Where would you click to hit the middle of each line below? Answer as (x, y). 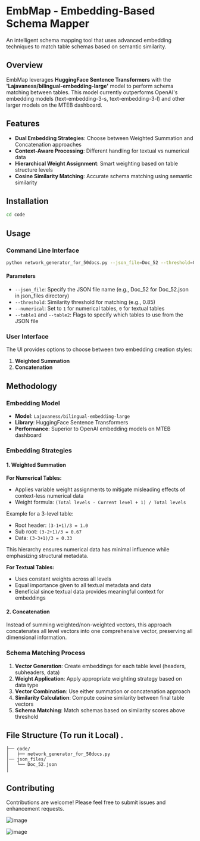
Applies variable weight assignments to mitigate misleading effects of (100, 489)
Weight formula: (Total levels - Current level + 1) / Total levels (100, 502)
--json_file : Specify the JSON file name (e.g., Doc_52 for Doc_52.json (101, 290)
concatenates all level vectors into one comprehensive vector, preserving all (99, 631)
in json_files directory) (42, 296)
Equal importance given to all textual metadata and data (83, 585)
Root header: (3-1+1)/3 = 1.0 (51, 525)
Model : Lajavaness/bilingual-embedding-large (72, 416)
